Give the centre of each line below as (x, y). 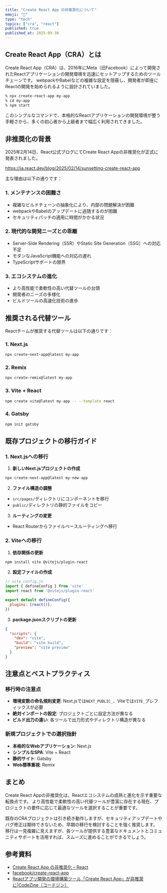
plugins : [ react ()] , (31, 605)
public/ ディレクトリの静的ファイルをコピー (57, 505)
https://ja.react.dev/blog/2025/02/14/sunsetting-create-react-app (73, 168)
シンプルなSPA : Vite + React (41, 752)
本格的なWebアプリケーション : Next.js (52, 746)
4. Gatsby (17, 414)
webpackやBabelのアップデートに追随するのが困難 (65, 211)
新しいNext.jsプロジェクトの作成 (46, 468)
